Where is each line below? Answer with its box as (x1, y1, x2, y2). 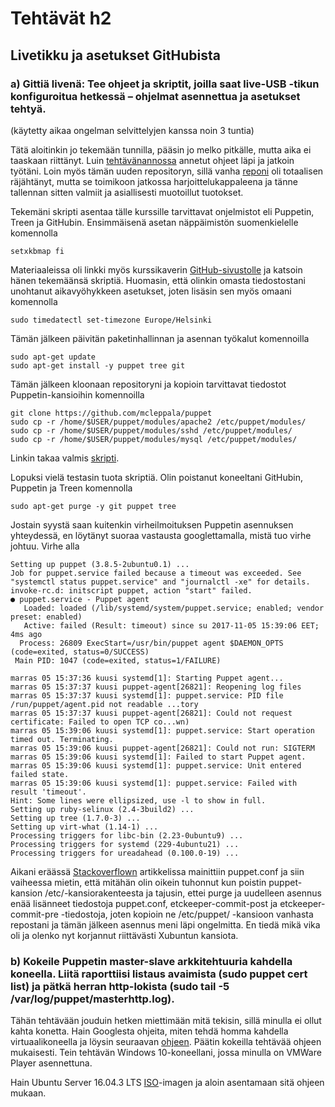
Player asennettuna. (10, 1057, 93, 1069)
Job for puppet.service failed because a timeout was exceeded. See (10, 568, 302, 578)
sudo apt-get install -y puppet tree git (10, 360, 186, 371)
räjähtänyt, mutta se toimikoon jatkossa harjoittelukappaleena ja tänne (10, 175, 298, 187)
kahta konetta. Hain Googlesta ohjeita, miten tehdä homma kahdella (10, 1025, 289, 1037)
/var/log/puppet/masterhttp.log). (10, 992, 175, 1006)
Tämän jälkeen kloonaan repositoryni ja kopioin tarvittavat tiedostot (10, 378, 287, 390)
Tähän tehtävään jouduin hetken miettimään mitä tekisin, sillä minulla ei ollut (10, 1015, 322, 1027)
